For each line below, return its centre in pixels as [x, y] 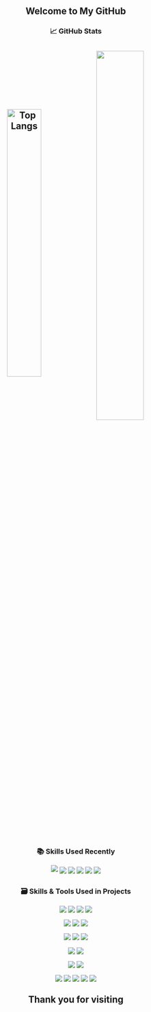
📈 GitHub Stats [76, 32]
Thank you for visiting [76, 1000]
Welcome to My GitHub [76, 11]
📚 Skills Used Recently [76, 851]
